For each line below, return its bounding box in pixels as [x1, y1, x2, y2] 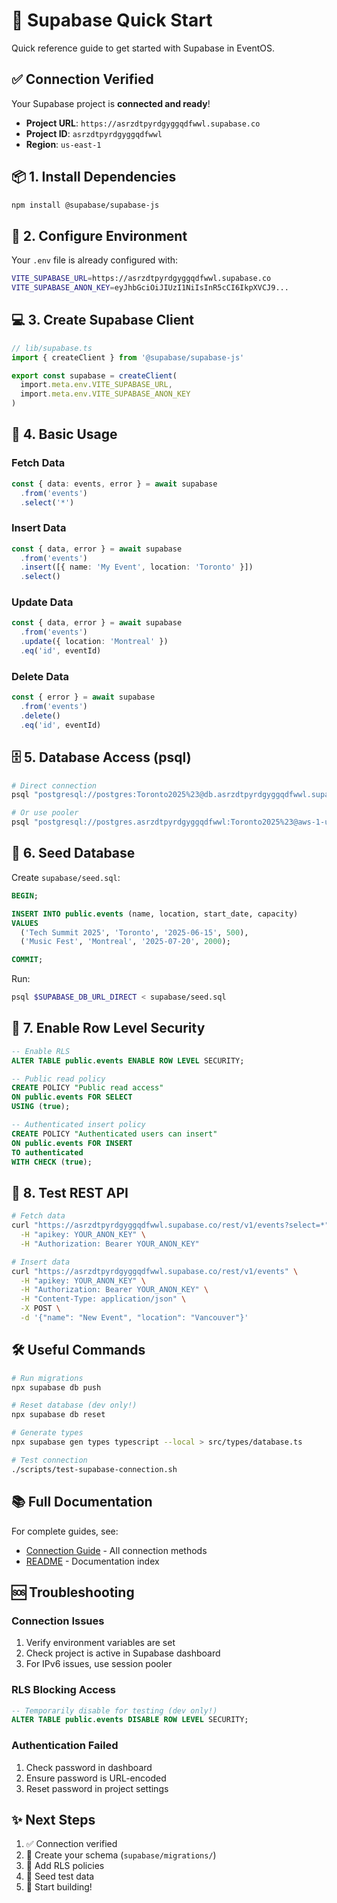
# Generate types [11, 1428, 84, 1438]
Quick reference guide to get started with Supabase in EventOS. [11, 42, 276, 54]
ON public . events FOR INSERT [11, 1138, 133, 1148]
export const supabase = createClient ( [11, 370, 178, 381]
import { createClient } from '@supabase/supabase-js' [11, 352, 245, 363]
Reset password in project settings [25, 1782, 169, 1794]
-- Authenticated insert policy [11, 1120, 146, 1130]
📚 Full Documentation [11, 1494, 153, 1511]
